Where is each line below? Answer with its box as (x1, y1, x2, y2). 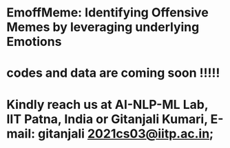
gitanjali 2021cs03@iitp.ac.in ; (37, 125, 214, 141)
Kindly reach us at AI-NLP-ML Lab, (6, 97, 209, 112)
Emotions (6, 34, 62, 49)
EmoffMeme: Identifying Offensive (6, 5, 209, 21)
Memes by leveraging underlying (6, 19, 200, 35)
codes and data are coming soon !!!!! (6, 65, 220, 81)
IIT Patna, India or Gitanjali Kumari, (6, 111, 208, 127)
